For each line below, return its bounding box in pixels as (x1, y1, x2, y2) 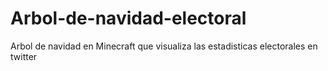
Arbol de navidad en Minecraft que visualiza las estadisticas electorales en (10, 40, 318, 52)
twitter (10, 50, 38, 62)
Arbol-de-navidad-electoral (10, 7, 247, 30)
